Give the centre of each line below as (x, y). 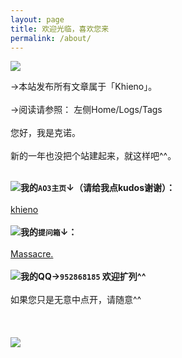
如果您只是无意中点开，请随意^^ (76, 300)
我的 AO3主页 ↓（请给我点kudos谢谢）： (98, 188)
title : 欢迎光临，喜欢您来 (60, 29)
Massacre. (32, 254)
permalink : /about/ (51, 38)
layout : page (37, 19)
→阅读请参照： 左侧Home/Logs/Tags (86, 110)
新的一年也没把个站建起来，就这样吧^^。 (93, 156)
